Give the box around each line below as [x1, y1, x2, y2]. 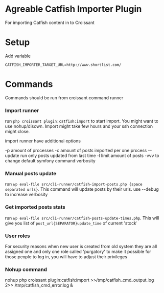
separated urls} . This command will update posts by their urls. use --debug [5, 186, 159, 192]
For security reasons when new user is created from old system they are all [5, 244, 157, 249]
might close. [5, 129, 30, 135]
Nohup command [5, 266, 47, 272]
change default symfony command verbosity [5, 158, 95, 164]
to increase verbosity [5, 192, 48, 198]
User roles [5, 232, 30, 239]
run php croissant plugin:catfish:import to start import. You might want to [5, 118, 159, 124]
